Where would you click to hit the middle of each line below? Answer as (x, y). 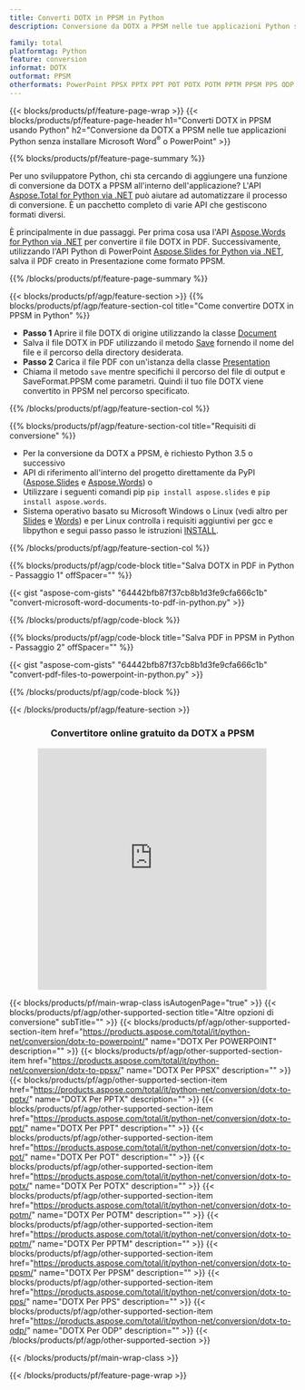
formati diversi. (38, 215)
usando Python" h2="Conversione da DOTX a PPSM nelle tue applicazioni (148, 130)
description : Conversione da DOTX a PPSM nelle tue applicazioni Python (150, 26)
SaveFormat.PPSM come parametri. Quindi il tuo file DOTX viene (143, 381)
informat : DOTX (38, 68)
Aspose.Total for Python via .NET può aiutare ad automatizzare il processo (148, 195)
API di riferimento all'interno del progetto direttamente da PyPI (139, 473)
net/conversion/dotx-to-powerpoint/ (77, 1041)
